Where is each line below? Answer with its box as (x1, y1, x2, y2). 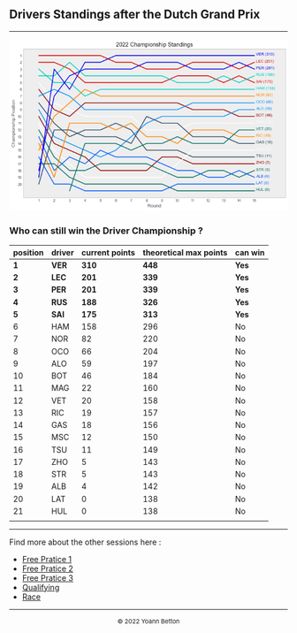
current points (80, 247, 135, 257)
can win (234, 247, 265, 257)
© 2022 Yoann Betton (117, 616, 180, 626)
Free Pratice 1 (21, 553, 72, 564)
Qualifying (21, 582, 60, 592)
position (12, 247, 44, 257)
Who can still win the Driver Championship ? (9, 225, 203, 237)
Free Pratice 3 (21, 572, 73, 583)
